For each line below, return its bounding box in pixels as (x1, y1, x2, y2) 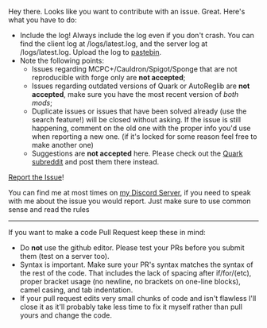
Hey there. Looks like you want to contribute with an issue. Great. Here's (8, 7, 246, 16)
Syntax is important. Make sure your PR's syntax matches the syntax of (19, 260, 254, 269)
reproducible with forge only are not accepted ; (31, 73, 186, 82)
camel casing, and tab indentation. (19, 285, 133, 295)
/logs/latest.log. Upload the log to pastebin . (19, 48, 162, 56)
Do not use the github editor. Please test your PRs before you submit (19, 243, 245, 253)
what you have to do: (8, 15, 77, 25)
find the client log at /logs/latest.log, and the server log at (19, 39, 208, 48)
